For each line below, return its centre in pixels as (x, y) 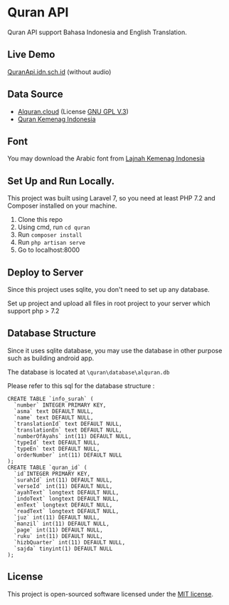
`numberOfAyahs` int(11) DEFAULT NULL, (73, 436)
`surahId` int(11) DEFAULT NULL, (63, 480)
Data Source (35, 95)
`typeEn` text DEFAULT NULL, (57, 449)
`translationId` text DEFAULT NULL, (68, 424)
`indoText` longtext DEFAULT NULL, (66, 499)
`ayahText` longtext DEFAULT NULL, (66, 492)
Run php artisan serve (51, 243)
